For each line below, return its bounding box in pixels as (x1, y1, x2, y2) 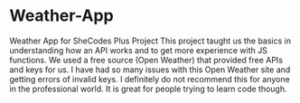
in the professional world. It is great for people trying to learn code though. (9, 83, 287, 94)
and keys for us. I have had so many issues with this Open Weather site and (9, 64, 291, 75)
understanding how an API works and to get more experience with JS (9, 44, 268, 55)
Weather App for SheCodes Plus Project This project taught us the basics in (9, 35, 292, 46)
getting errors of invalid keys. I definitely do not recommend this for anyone (9, 73, 291, 84)
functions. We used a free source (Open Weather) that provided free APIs (9, 54, 283, 65)
